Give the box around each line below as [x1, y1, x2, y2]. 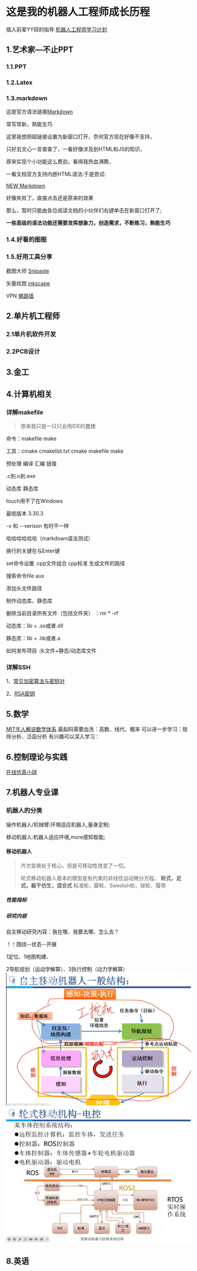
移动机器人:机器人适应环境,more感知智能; [6, 833, 106, 840]
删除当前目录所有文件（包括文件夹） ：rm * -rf [6, 610, 118, 616]
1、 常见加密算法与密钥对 [6, 677, 65, 685]
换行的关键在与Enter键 [6, 547, 60, 554]
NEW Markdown [6, 183, 46, 190]
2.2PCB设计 [6, 347, 40, 355]
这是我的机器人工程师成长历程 [6, 5, 151, 19]
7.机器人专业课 [6, 787, 59, 797]
